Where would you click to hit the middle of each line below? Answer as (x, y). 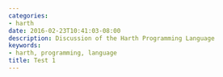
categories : (28, 16)
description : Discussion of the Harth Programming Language (112, 38)
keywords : (25, 46)
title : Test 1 (32, 61)
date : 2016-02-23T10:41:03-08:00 (65, 30)
